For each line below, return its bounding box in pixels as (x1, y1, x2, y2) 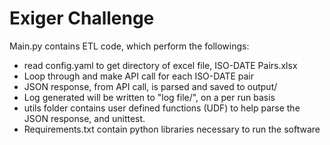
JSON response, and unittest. (23, 112, 146, 124)
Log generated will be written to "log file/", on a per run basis (23, 91, 276, 103)
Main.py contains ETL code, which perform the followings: (9, 40, 250, 52)
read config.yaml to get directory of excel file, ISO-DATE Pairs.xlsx (23, 59, 298, 71)
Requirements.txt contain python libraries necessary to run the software (23, 123, 321, 135)
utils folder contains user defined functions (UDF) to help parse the (23, 102, 301, 114)
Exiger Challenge (9, 7, 155, 30)
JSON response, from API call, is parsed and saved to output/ (23, 80, 278, 92)
